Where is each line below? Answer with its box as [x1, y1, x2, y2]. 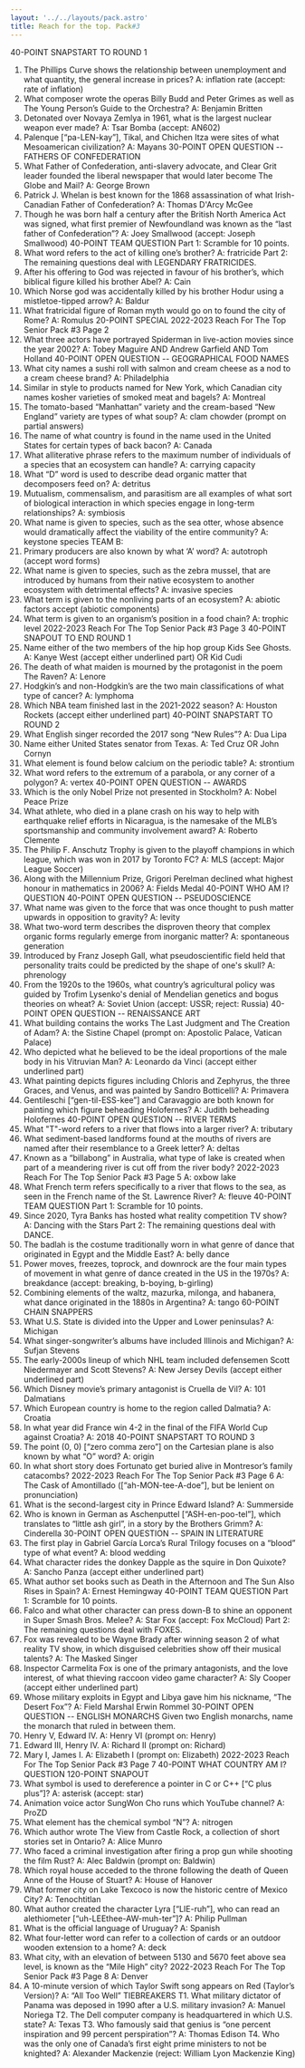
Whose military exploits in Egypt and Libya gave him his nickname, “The [23, 1691, 292, 1702]
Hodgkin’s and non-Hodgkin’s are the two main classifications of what [23, 681, 284, 691]
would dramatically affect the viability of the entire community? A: [23, 527, 269, 537]
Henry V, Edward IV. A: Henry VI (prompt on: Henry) [23, 1730, 216, 1741]
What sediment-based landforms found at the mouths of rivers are [23, 1133, 272, 1144]
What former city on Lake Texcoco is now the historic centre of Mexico [23, 1884, 288, 1895]
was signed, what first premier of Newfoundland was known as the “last [23, 218, 292, 229]
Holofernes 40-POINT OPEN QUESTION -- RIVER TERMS [23, 1114, 237, 1125]
